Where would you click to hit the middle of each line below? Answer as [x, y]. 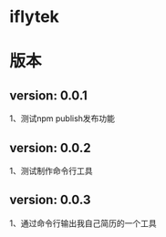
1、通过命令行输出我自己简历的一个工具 [83, 223]
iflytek [34, 17]
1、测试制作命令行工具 [51, 171]
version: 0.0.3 [50, 200]
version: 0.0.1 [49, 95]
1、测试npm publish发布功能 [62, 118]
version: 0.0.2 [50, 148]
